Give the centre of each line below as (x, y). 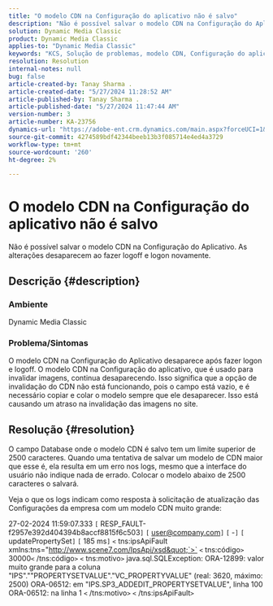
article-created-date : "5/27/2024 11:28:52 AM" (91, 92)
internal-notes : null (45, 69)
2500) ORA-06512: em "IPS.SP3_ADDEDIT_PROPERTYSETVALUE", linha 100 (136, 584)
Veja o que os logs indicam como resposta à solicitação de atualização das (134, 499)
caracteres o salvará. (44, 483)
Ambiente (28, 304)
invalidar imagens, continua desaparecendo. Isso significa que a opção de (133, 378)
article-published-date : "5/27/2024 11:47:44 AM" (94, 107)
